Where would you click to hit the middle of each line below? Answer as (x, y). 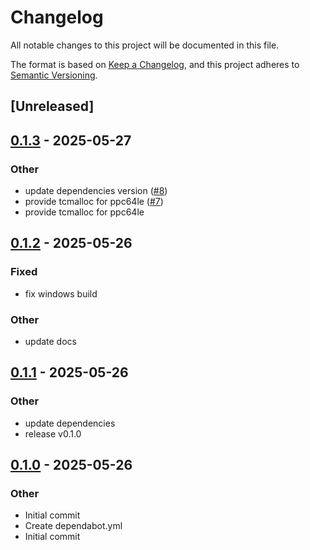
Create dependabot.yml (73, 526)
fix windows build (61, 293)
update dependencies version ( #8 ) (96, 191)
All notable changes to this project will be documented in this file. (145, 45)
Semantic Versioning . (54, 75)
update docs (50, 341)
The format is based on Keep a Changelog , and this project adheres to (155, 64)
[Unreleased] (52, 106)
